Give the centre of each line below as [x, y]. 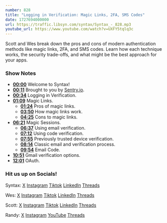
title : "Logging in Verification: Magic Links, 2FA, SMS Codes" [75, 15]
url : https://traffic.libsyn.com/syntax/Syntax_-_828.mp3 [68, 24]
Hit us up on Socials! [31, 174]
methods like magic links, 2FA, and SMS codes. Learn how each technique [84, 49]
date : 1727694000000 [27, 19]
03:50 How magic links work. [51, 112]
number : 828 [18, 10]
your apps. [17, 60]
